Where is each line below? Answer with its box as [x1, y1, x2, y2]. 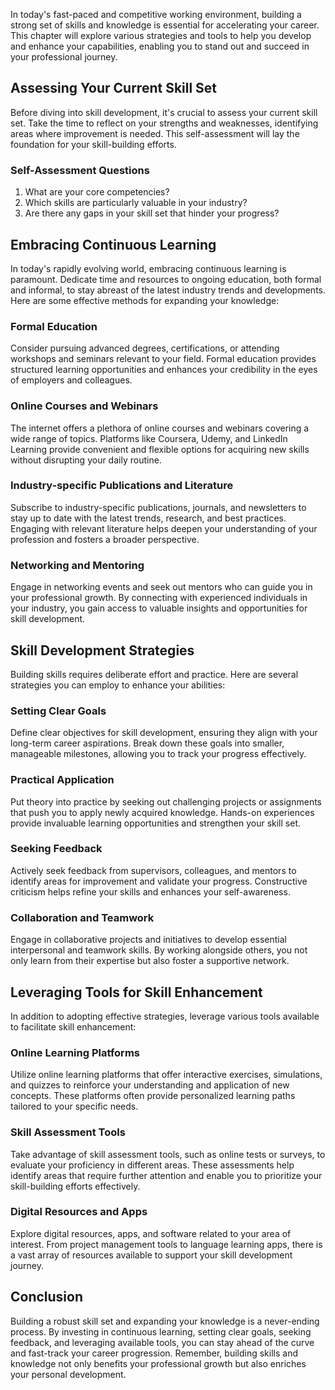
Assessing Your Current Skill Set [10, 80, 218, 97]
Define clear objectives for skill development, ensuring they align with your [10, 727, 318, 739]
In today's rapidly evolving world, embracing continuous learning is [10, 262, 287, 274]
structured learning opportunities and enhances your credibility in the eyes [10, 364, 318, 376]
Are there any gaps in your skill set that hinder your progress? [24, 207, 280, 219]
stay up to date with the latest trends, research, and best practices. [10, 512, 287, 524]
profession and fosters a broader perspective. [10, 533, 200, 545]
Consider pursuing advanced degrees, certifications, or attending [10, 342, 280, 354]
